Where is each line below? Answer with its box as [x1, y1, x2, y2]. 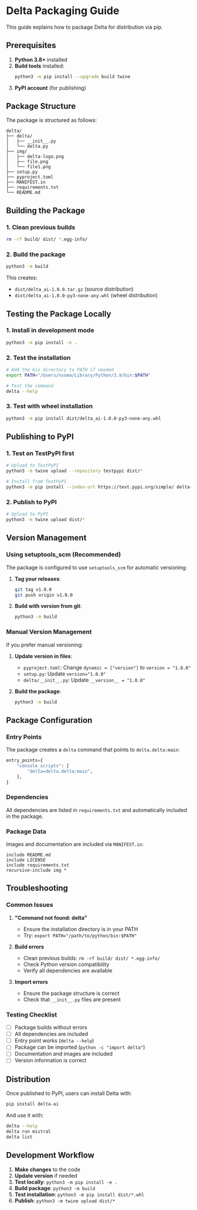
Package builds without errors [14, 1024, 87, 1031]
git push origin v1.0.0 [14, 592, 73, 598]
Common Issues [6, 901, 54, 909]
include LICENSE [6, 857, 46, 863]
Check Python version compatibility [23, 960, 110, 968]
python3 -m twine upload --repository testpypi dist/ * [6, 468, 143, 474]
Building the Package [6, 205, 85, 215]
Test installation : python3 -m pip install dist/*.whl [14, 1191, 145, 1198]
